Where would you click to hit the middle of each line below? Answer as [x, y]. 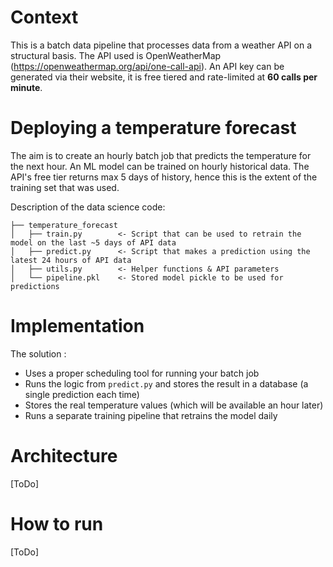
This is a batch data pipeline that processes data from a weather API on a [161, 45]
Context [44, 17]
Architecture [64, 456]
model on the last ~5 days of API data [93, 242]
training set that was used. [65, 187]
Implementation [77, 326]
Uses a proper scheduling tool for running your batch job [142, 373]
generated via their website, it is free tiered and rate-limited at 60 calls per [164, 77]
